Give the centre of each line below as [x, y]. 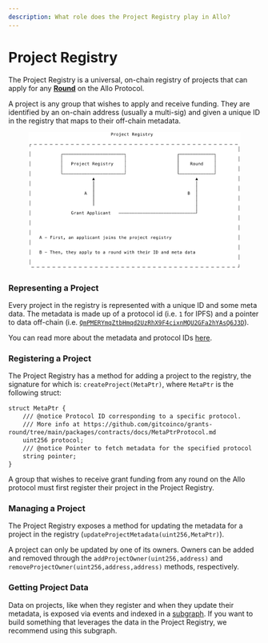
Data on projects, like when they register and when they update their [121, 605]
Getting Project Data [49, 588]
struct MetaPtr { [37, 409]
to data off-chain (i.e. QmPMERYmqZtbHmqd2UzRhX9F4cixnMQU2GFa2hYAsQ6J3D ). [129, 322]
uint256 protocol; [53, 441]
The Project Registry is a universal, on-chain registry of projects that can [128, 79]
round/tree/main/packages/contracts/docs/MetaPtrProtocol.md [112, 433]
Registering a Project [50, 358]
